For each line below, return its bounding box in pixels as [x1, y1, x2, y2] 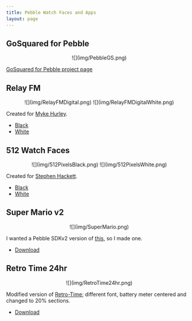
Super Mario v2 [6, 208, 64, 218]
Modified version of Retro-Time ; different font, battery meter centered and [6, 291, 187, 298]
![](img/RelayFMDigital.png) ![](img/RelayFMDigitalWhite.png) [24, 98, 174, 106]
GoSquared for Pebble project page [6, 66, 93, 73]
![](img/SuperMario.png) [69, 223, 129, 230]
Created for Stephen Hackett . [6, 172, 78, 179]
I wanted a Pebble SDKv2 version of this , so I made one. [6, 234, 143, 241]
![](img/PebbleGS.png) [71, 54, 127, 62]
